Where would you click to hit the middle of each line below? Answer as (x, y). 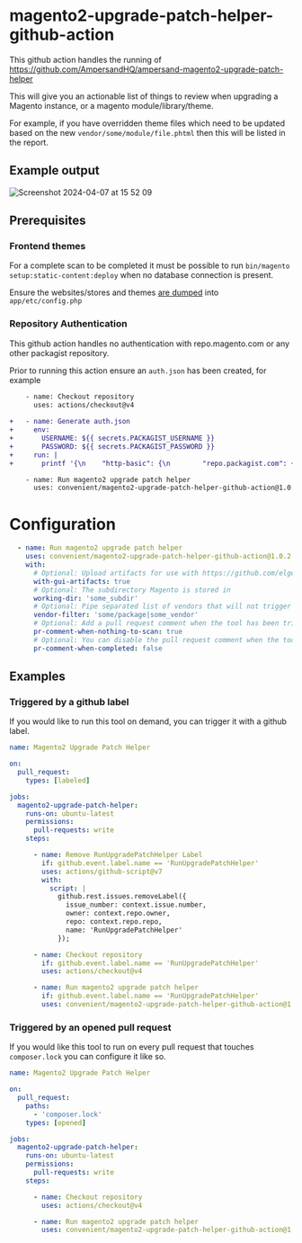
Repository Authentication (68, 324)
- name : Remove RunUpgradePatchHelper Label (118, 855)
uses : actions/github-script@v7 (102, 872)
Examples (37, 677)
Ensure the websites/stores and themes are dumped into (114, 292)
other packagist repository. (59, 353)
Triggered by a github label (69, 702)
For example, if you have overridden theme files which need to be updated (147, 123)
